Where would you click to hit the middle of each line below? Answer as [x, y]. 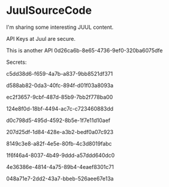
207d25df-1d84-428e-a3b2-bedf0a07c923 [60, 132]
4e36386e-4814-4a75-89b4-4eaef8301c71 [60, 167]
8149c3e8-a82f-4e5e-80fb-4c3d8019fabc [59, 143]
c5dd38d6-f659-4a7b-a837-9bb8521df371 [60, 73]
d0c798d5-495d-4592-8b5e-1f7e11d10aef [58, 120]
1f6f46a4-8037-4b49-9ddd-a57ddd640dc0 [61, 155]
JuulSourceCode [49, 11]
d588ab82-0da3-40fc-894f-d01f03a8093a [60, 85]
